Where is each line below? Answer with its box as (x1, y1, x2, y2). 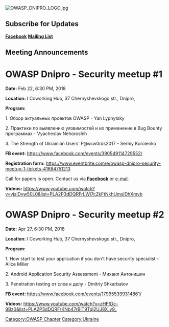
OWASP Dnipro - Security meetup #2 (5, 209, 164, 221)
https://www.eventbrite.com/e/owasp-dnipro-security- (45, 160, 161, 166)
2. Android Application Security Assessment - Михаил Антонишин (5, 271, 146, 277)
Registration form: (5, 160, 45, 166)
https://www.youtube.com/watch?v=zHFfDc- (23, 301, 118, 307)
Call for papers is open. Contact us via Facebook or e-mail (5, 176, 129, 182)
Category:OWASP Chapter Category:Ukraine (5, 316, 100, 322)
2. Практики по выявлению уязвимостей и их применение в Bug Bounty (5, 125, 162, 132)
